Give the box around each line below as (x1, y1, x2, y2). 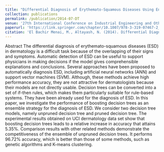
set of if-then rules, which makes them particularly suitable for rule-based (5, 90, 154, 95)
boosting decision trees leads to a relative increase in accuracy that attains (5, 121, 156, 127)
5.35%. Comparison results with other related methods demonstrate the (5, 126, 150, 132)
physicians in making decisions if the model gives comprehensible (5, 59, 138, 64)
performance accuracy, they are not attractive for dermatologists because (5, 79, 154, 85)
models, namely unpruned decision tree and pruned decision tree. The (5, 111, 147, 116)
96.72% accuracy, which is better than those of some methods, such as (5, 136, 150, 142)
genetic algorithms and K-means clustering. (5, 142, 93, 147)
